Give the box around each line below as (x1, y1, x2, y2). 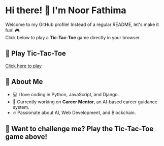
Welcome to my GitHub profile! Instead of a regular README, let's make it (5, 21, 159, 27)
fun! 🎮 (5, 27, 20, 33)
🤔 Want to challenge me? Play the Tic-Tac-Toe (5, 124, 154, 133)
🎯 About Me (5, 77, 43, 86)
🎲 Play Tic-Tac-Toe (5, 49, 66, 58)
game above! (5, 132, 47, 141)
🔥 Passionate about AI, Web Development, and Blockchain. (12, 109, 136, 115)
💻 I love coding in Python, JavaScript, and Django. (12, 91, 119, 97)
